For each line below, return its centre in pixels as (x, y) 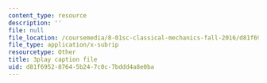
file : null (26, 30)
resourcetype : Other (43, 52)
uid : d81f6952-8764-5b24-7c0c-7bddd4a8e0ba (81, 67)
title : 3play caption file (53, 60)
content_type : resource (48, 15)
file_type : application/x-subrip (64, 45)
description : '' (35, 23)
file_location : (33, 38)
